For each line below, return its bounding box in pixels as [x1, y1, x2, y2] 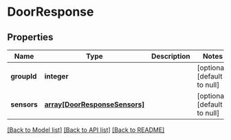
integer [44, 72, 69, 81]
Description [151, 52, 190, 61]
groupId [10, 72, 37, 81]
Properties [7, 31, 54, 43]
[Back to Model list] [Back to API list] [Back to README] [7, 126, 165, 134]
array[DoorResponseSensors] [44, 100, 145, 109]
